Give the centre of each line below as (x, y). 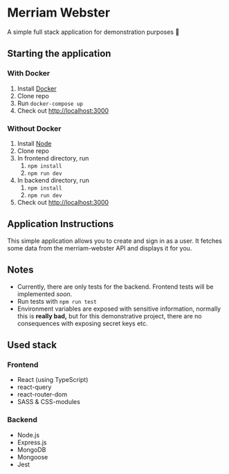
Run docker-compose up (50, 103)
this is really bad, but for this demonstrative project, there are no (109, 316)
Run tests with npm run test (57, 301)
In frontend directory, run (53, 158)
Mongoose (33, 457)
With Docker (29, 73)
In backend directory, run (53, 180)
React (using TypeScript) (53, 380)
